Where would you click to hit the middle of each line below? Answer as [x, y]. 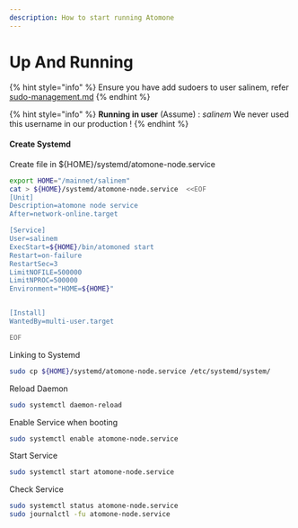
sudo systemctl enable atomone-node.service [94, 439]
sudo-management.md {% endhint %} [80, 96]
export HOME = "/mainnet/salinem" [70, 181]
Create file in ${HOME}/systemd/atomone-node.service [113, 164]
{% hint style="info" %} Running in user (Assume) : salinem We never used [149, 114]
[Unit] [22, 197]
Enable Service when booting [64, 422]
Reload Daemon [39, 389]
